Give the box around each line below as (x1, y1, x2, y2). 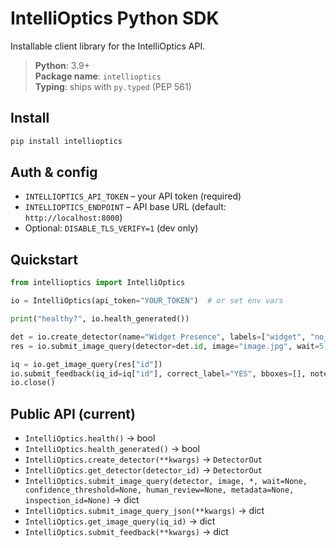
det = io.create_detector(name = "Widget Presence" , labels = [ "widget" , (10, 332, 307, 342)
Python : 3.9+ (34, 59, 90, 71)
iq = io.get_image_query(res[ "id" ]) (10, 359, 163, 369)
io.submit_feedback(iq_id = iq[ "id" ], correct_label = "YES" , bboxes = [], (10, 368, 307, 379)
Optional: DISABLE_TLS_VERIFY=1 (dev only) (24, 222, 199, 234)
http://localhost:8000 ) (24, 212, 123, 224)
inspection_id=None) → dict (24, 494, 140, 506)
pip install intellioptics (10, 136, 123, 146)
